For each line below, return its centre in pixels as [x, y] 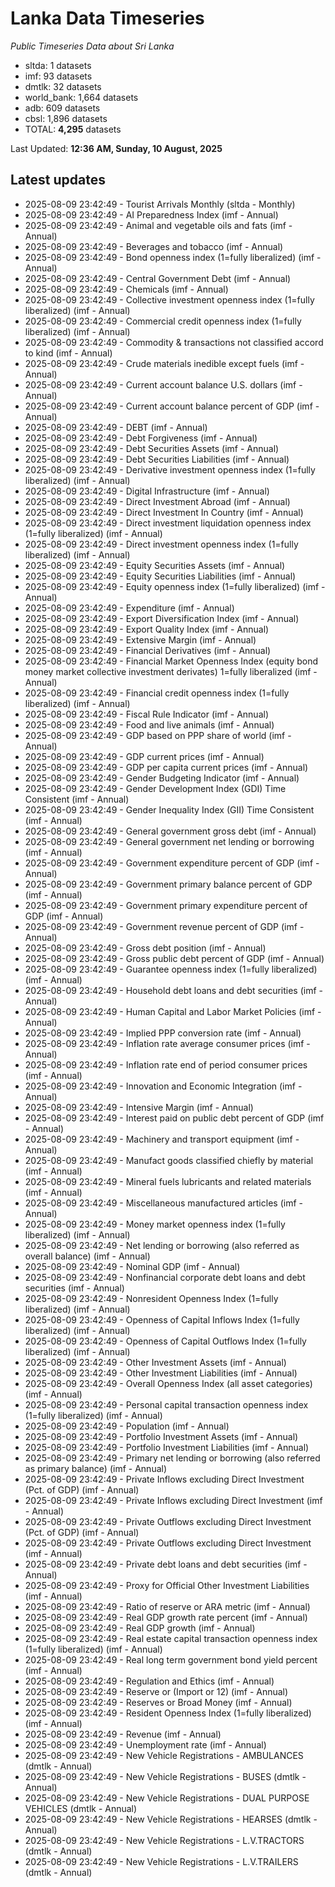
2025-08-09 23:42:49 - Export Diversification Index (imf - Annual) [162, 618]
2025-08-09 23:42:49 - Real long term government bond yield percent [171, 1659]
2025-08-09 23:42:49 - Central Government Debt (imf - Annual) [158, 278]
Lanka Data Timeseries [107, 18]
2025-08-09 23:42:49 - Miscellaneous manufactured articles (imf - [163, 1203]
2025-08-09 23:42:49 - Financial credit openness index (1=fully [157, 693]
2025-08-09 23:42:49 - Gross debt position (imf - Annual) [145, 948]
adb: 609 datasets [62, 108]
